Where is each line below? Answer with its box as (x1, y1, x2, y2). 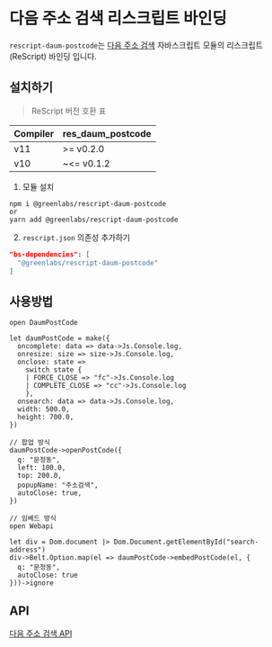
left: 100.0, (17, 463, 66, 472)
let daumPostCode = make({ (9, 334, 110, 343)
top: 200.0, (17, 472, 63, 481)
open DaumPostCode (9, 319, 78, 328)
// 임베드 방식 (9, 514, 57, 523)
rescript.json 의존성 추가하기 (22, 231, 130, 243)
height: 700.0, (17, 413, 75, 422)
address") (9, 545, 47, 554)
